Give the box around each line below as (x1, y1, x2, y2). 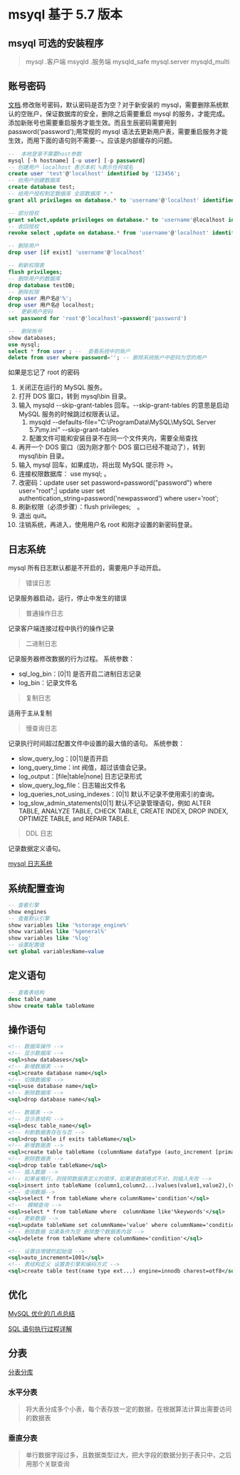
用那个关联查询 (25, 1459, 70, 1469)
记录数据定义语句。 (8, 844, 65, 853)
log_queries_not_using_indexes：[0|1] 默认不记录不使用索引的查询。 (18, 790, 219, 798)
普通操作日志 (25, 609, 63, 617)
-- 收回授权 (8, 222, 40, 230)
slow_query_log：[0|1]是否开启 (18, 754, 109, 763)
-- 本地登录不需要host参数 (8, 150, 82, 158)
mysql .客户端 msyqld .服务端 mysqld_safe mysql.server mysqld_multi (25, 58, 230, 66)
